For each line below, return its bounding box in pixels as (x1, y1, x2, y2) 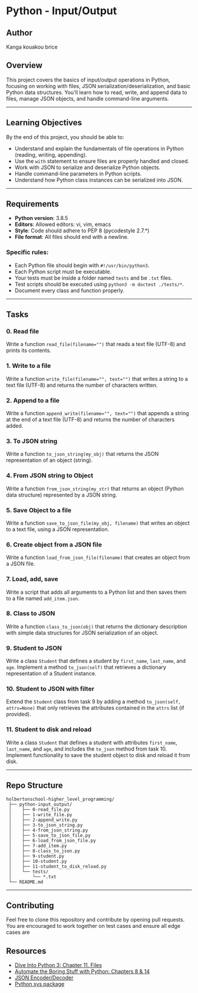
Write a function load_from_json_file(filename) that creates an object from (6, 554, 190, 561)
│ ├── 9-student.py (8, 853, 65, 859)
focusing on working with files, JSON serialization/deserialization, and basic (6, 82, 191, 89)
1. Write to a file (6, 362, 51, 370)
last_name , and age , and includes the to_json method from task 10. (6, 745, 167, 752)
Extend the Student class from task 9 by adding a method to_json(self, (6, 698, 181, 705)
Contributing (6, 900, 54, 910)
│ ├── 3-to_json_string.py (8, 822, 83, 828)
